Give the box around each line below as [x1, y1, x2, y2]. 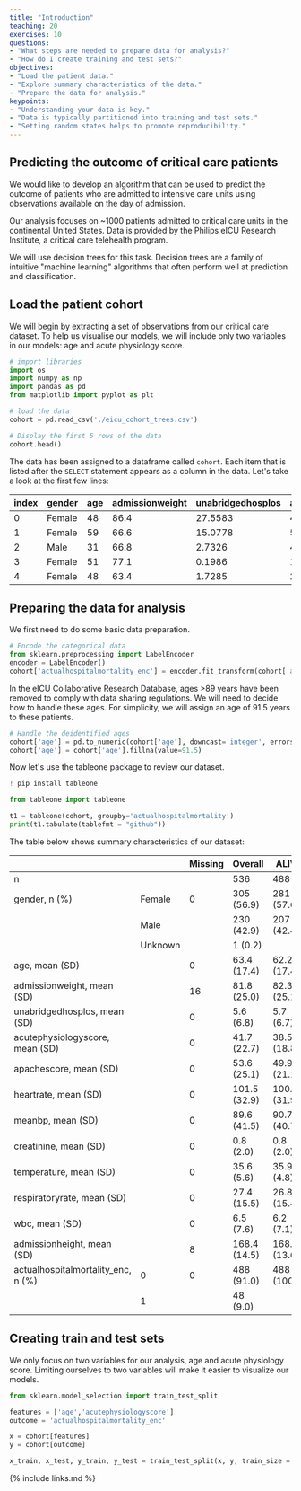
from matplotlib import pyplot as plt [9, 391, 154, 400]
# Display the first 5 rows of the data [9, 431, 163, 440]
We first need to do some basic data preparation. [9, 624, 191, 635]
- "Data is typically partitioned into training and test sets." [9, 113, 258, 122]
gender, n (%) [13, 893, 73, 905]
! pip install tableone [9, 779, 99, 789]
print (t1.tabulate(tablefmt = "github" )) [9, 820, 167, 829]
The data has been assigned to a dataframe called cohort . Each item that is [9, 455, 287, 467]
